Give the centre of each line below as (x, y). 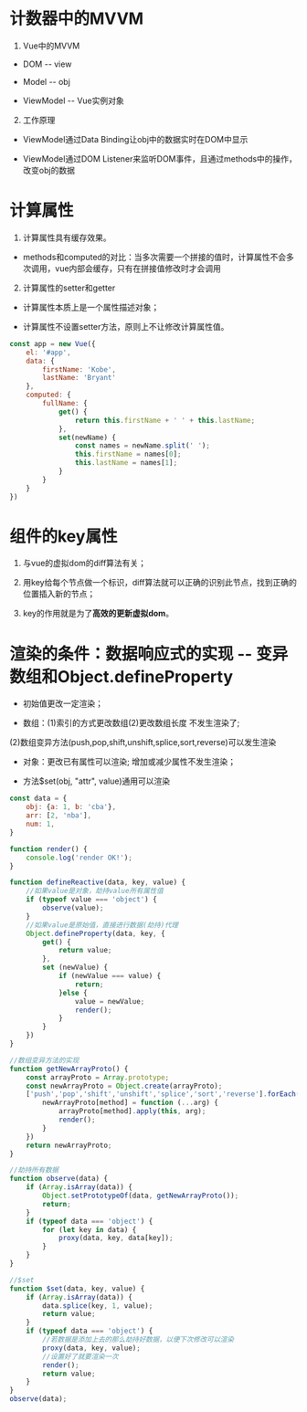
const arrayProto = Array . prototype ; (98, 1077)
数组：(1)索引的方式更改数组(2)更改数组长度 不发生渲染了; (131, 723)
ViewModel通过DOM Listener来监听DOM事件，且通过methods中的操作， (159, 158)
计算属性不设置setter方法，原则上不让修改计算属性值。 (126, 326)
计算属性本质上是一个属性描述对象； (91, 307)
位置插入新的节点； (59, 594)
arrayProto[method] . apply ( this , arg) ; (132, 1112)
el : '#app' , (48, 353)
